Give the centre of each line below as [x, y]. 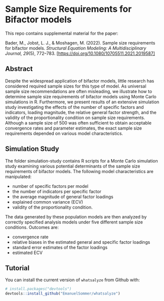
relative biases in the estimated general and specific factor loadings [81, 242]
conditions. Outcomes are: [32, 227]
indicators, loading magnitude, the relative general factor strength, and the [81, 112]
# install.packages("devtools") [38, 289]
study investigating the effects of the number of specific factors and [75, 107]
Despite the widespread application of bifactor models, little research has [80, 81]
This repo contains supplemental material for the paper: [62, 33]
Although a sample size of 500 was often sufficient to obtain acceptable [78, 123]
